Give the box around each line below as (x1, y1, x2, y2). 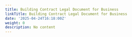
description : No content (5, 25, 56, 30)
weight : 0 (5, 20, 25, 25)
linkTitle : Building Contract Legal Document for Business (5, 12, 128, 16)
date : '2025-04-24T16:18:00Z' (5, 16, 67, 21)
